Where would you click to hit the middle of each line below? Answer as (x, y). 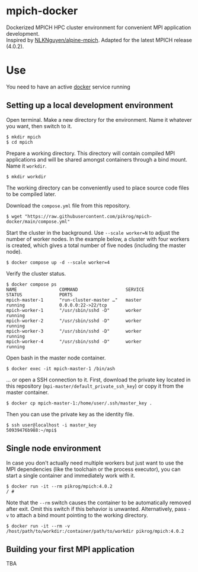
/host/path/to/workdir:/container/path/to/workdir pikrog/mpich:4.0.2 (95, 531)
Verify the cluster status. (36, 273)
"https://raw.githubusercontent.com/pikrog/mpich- (88, 216)
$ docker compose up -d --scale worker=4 (58, 263)
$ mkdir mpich (24, 137)
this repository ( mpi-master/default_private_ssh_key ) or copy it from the (95, 386)
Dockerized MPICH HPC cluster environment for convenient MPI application (99, 27)
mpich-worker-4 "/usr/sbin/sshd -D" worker (74, 342)
